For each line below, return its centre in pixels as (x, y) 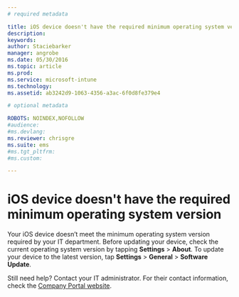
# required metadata (38, 14)
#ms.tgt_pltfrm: (31, 151)
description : (27, 33)
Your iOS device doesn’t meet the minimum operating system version (109, 234)
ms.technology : (30, 86)
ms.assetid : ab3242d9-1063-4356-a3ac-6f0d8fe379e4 (84, 93)
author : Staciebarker (39, 47)
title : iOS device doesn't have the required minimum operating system (116, 27)
